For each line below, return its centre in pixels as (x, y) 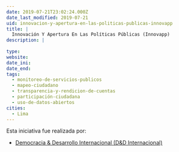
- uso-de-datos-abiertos (43, 102)
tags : (13, 74)
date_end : (19, 68)
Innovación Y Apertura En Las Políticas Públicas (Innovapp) (91, 35)
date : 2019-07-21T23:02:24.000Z (47, 12)
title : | (17, 29)
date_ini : (19, 63)
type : (13, 52)
